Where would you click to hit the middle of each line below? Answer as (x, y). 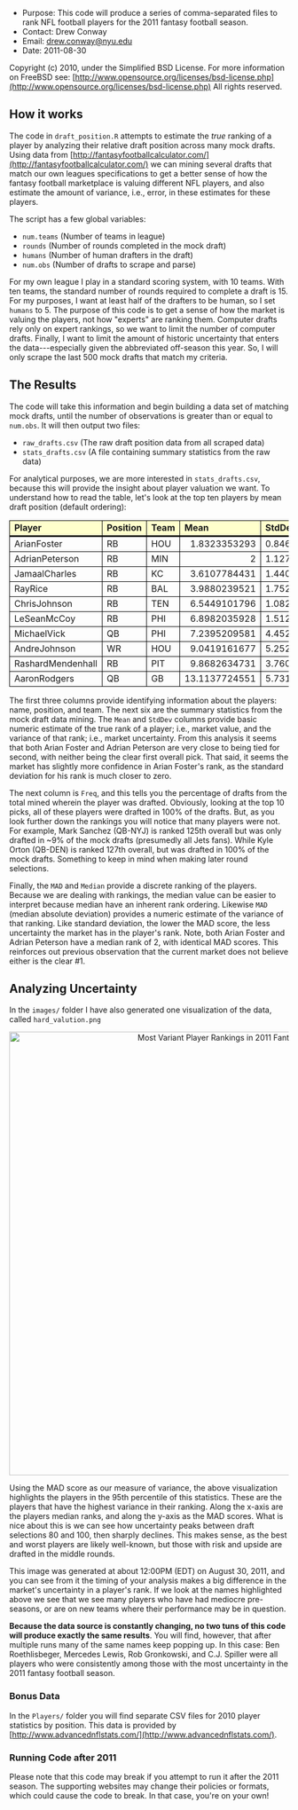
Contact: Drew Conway (65, 31)
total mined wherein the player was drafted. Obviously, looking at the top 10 (147, 802)
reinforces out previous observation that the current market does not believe (149, 951)
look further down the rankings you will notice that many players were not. (145, 821)
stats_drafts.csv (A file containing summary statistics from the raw (146, 452)
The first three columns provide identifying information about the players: (143, 700)
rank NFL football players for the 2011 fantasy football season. (135, 22)
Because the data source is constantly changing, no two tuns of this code (148, 1626)
